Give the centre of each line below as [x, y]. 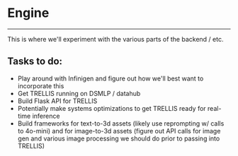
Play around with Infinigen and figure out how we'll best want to [110, 78]
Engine [28, 13]
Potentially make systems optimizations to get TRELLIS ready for [112, 108]
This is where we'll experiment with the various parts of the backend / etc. [115, 39]
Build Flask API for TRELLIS [57, 101]
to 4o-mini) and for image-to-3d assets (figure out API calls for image [119, 131]
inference [46, 116]
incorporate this [41, 85]
